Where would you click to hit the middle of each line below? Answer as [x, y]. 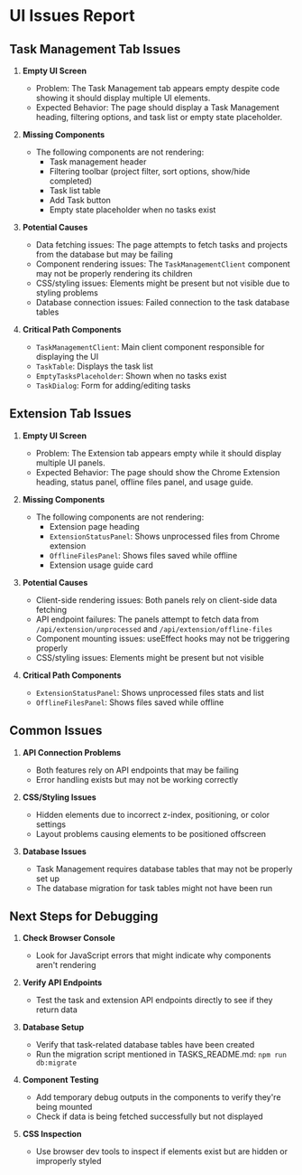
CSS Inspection [52, 1134]
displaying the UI [67, 357]
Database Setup [53, 1028]
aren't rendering [66, 965]
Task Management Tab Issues [95, 49]
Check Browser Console [69, 938]
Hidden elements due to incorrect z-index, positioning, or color [153, 814]
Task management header [98, 162]
